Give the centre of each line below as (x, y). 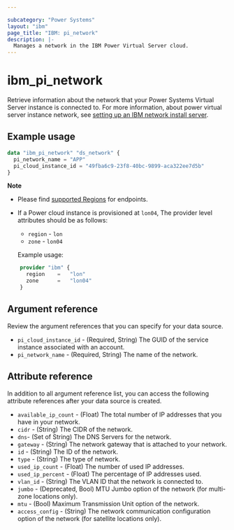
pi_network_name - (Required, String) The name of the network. (108, 354)
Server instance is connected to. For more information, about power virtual (115, 107)
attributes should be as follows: (63, 221)
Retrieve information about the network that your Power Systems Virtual (111, 100)
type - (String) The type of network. (69, 459)
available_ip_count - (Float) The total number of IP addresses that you (119, 414)
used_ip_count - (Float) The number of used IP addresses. (101, 466)
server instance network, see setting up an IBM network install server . (108, 115)
